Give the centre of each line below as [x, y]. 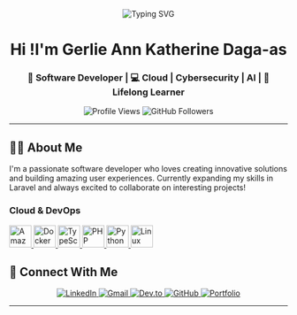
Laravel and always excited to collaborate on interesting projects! [127, 188]
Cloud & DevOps [45, 211]
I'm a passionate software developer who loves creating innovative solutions [148, 169]
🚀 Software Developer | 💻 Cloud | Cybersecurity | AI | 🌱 [148, 78]
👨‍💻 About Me [46, 147]
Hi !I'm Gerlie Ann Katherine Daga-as [148, 50]
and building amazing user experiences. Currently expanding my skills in [141, 178]
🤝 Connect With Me [64, 272]
